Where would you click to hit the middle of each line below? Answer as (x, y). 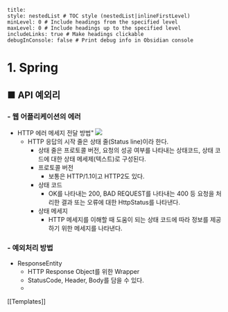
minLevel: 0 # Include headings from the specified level (93, 22)
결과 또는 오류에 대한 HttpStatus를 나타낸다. (121, 202)
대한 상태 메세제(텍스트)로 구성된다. (99, 159)
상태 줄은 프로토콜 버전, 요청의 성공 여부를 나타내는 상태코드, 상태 (125, 150)
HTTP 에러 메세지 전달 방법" (55, 132)
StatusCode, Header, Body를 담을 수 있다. (86, 280)
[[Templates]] (27, 302)
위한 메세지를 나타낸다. (92, 228)
